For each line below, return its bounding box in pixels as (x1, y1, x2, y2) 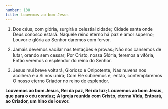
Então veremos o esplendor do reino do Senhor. (12, 57, 113, 63)
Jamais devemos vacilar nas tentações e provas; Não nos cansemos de (12, 46, 162, 52)
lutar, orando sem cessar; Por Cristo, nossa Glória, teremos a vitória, (12, 51, 155, 58)
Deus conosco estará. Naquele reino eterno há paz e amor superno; (12, 31, 154, 37)
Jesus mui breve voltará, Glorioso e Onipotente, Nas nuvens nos (12, 67, 146, 73)
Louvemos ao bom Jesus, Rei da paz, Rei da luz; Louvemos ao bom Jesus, (5, 87, 163, 93)
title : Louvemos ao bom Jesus (5, 12, 69, 17)
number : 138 (5, 7, 30, 13)
